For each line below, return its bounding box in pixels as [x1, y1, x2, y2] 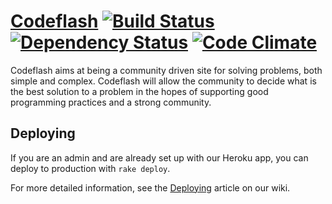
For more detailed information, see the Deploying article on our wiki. [10, 181, 291, 194]
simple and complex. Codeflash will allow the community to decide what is [10, 75, 317, 87]
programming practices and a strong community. [10, 96, 212, 108]
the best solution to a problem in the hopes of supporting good [10, 85, 269, 97]
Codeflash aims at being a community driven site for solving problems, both [10, 64, 323, 76]
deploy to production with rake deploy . [10, 162, 171, 174]
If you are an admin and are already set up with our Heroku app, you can [10, 151, 309, 164]
